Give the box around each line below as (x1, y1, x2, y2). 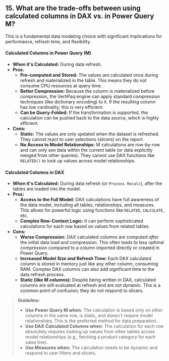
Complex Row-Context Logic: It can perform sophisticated (20, 218, 144, 224)
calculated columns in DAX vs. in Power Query (5, 12, 154, 21)
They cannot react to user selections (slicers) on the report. (20, 136, 144, 143)
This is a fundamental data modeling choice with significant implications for (5, 33, 162, 39)
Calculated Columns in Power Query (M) (5, 50, 92, 56)
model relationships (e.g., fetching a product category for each (25, 334, 156, 340)
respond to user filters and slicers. (25, 350, 97, 356)
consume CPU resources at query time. (20, 83, 102, 89)
